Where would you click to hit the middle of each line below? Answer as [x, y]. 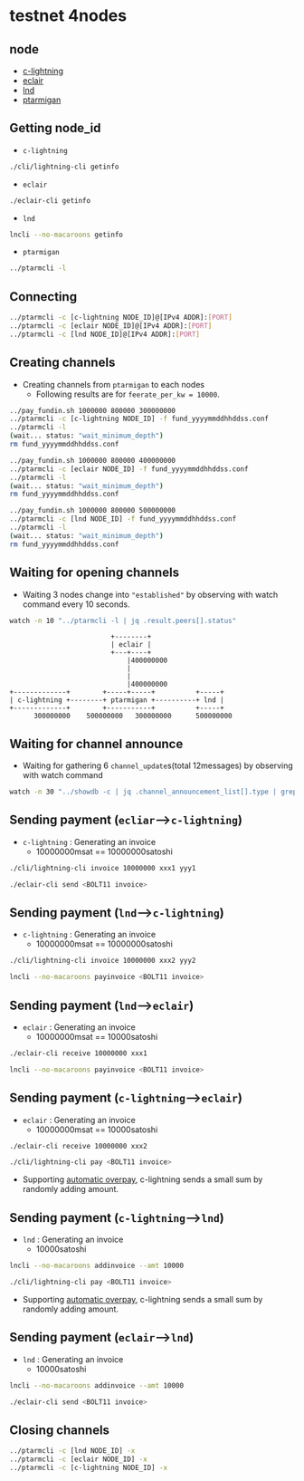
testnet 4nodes [68, 16]
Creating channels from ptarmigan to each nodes [114, 384]
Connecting [43, 297]
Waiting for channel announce [96, 744]
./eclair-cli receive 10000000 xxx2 [78, 1146]
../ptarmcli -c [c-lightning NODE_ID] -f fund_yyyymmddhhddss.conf [139, 419]
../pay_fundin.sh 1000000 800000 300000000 [93, 410]
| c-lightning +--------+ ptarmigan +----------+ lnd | [117, 700]
